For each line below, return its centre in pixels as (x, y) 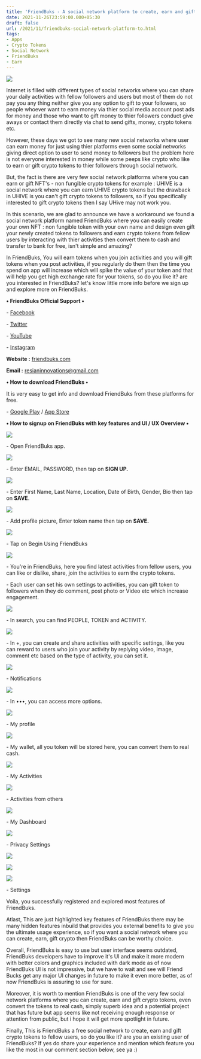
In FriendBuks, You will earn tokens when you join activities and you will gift (99, 257)
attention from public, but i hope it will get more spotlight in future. (88, 1019)
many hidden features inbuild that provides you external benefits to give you (100, 926)
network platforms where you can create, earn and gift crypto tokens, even (99, 1000)
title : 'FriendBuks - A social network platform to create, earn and (95, 12)
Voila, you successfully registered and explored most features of (86, 901)
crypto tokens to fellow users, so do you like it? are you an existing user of (98, 1037)
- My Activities (24, 776)
